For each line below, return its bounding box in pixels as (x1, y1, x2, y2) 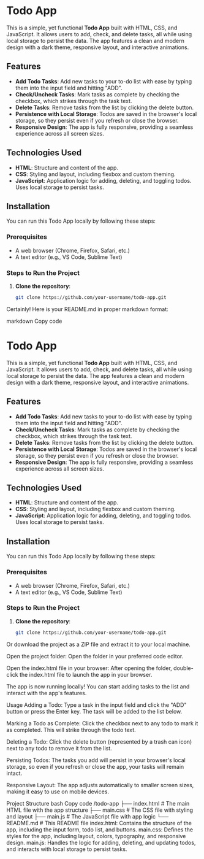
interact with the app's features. (6, 689, 87, 696)
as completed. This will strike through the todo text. (6, 726, 136, 733)
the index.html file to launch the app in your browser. (19, 671, 153, 678)
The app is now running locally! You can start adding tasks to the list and (6, 682, 190, 690)
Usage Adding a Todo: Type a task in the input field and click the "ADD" (6, 701, 187, 709)
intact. (6, 769, 23, 777)
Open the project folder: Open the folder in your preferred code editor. (6, 652, 184, 660)
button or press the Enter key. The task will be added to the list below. (6, 707, 183, 715)
